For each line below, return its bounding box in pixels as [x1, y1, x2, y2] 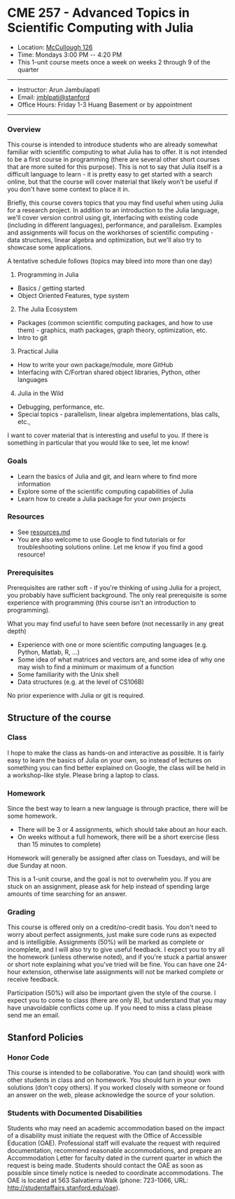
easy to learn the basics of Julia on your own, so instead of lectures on [7, 755, 212, 765]
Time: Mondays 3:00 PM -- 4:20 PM [17, 50, 122, 59]
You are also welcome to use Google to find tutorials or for [17, 535, 186, 544]
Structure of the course [7, 711, 112, 723]
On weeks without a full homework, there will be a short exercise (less [17, 833, 220, 842]
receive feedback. [7, 975, 59, 984]
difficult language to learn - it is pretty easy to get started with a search [7, 170, 213, 179]
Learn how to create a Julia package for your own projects [17, 494, 187, 502]
